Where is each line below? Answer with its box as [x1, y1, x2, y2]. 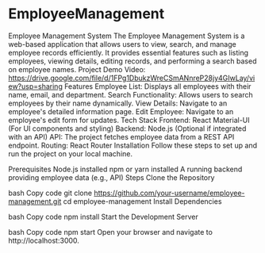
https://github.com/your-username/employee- [94, 188, 245, 197]
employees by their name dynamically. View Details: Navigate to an [8, 98, 228, 108]
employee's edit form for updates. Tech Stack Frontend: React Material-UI [8, 115, 250, 125]
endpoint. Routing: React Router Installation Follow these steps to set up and [8, 140, 258, 150]
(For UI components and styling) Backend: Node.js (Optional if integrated [8, 124, 247, 133]
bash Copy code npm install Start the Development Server [8, 212, 198, 221]
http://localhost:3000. [8, 236, 79, 245]
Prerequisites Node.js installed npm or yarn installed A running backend [8, 164, 243, 174]
